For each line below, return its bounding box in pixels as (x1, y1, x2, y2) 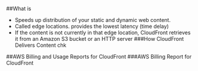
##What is (6, 5, 32, 12)
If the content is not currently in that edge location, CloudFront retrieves (14, 29, 191, 36)
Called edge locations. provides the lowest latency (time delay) (14, 23, 169, 30)
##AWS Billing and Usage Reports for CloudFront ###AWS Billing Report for (6, 53, 192, 60)
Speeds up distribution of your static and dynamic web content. (14, 17, 171, 23)
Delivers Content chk (14, 41, 67, 49)
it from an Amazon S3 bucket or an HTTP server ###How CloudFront (14, 35, 184, 42)
